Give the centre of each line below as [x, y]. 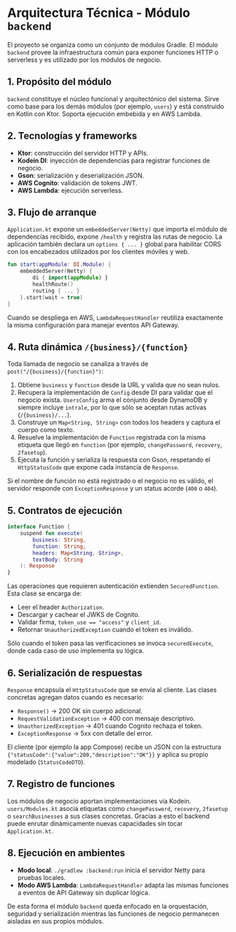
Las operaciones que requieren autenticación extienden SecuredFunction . [113, 586]
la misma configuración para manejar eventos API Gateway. [93, 325]
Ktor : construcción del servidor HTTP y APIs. [83, 153]
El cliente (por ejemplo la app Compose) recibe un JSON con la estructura [114, 747]
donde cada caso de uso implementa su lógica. [76, 651]
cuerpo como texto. [46, 430]
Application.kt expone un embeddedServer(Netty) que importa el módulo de [117, 229]
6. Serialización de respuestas [75, 673]
